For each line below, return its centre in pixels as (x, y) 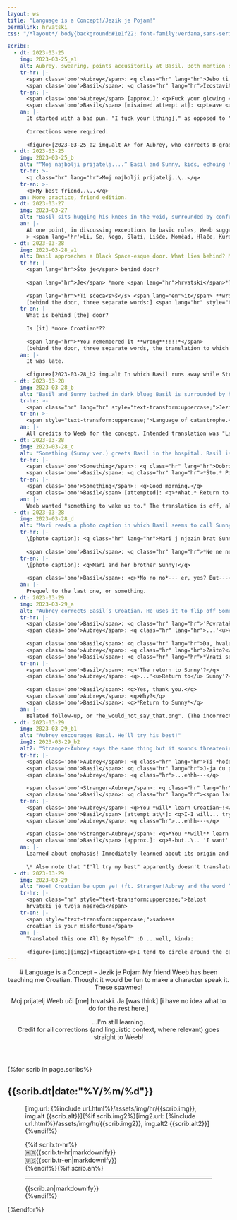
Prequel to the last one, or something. (86, 591)
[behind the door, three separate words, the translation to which (127, 348)
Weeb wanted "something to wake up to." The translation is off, (124, 506)
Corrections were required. (67, 131)
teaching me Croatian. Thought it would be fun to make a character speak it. (119, 979)
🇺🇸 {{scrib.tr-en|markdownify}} (71, 1160)
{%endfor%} (26, 1209)
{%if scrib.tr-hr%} (51, 1144)
